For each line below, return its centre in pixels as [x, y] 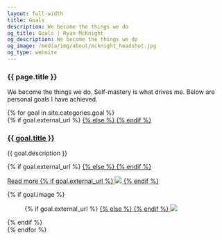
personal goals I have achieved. [53, 99]
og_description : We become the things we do [72, 40]
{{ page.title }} [32, 77]
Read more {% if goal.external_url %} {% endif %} [83, 181]
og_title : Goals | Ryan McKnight [55, 33]
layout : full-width [35, 14]
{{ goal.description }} [37, 153]
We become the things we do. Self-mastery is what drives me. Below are [111, 92]
